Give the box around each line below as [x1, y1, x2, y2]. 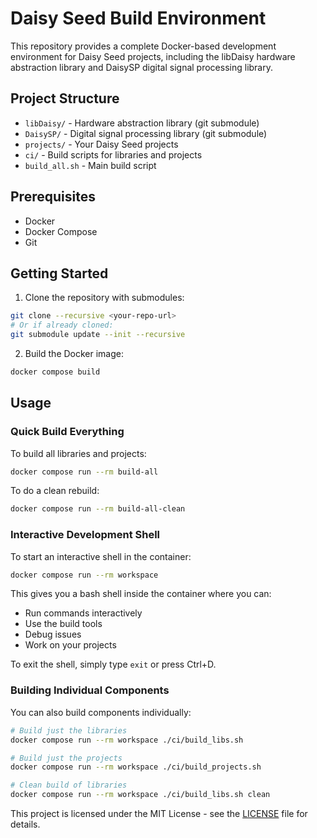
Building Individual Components [10, 683, 170, 697]
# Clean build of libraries [10, 780, 128, 791]
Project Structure [10, 90, 120, 107]
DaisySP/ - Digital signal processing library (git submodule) [24, 127, 268, 139]
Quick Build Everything [10, 425, 125, 439]
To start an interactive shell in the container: [10, 550, 192, 562]
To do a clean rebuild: [10, 485, 100, 497]
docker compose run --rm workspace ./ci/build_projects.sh [10, 762, 262, 772]
